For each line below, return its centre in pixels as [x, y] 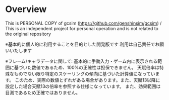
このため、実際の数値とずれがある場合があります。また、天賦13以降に [88, 80]
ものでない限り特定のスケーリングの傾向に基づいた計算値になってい [84, 73]
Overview [26, 9]
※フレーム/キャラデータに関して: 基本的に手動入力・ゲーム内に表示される [81, 61]
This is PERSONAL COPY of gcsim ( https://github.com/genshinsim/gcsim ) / [83, 23]
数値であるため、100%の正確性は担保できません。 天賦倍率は [96, 67]
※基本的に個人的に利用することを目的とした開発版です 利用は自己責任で [80, 44]
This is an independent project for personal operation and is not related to [82, 28]
